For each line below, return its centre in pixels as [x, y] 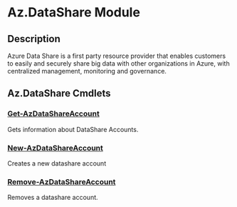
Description [34, 39]
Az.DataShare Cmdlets [59, 94]
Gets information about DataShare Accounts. [73, 129]
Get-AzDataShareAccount [53, 113]
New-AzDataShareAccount [55, 148]
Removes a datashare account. [53, 198]
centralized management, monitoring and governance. [87, 71]
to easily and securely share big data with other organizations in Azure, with [118, 64]
